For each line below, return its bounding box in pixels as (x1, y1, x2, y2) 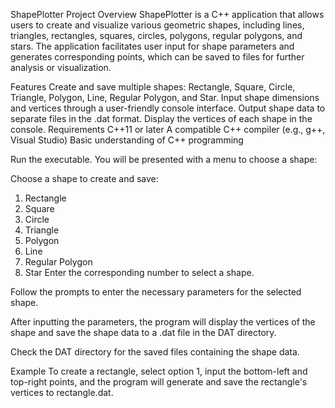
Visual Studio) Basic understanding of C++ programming (10, 134, 244, 146)
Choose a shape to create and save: (10, 173, 159, 184)
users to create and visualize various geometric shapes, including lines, (10, 19, 305, 31)
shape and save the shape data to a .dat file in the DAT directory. (10, 327, 277, 338)
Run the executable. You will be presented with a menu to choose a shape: (10, 154, 318, 165)
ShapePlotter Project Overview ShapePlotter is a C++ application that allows (10, 9, 325, 20)
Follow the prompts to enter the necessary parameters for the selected (10, 286, 302, 298)
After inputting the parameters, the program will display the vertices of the (10, 316, 316, 328)
